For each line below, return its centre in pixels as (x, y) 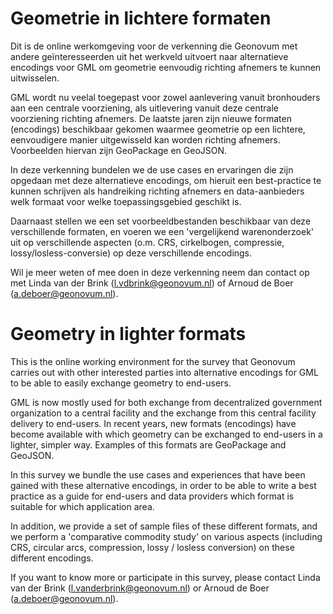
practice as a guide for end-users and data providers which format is (152, 496)
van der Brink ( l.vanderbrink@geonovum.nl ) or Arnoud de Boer (140, 588)
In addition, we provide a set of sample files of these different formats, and (164, 526)
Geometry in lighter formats (128, 334)
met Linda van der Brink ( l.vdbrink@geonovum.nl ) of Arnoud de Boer (152, 283)
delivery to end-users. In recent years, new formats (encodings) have (153, 423)
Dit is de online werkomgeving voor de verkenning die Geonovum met (154, 46)
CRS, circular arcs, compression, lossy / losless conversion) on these (152, 547)
